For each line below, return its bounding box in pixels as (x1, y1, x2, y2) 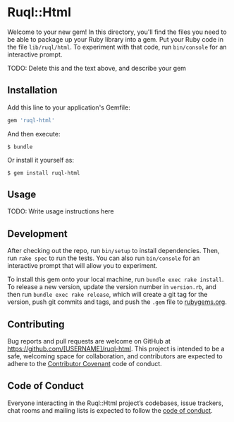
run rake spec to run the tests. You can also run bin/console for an (7, 254, 200, 262)
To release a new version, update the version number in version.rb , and (7, 283, 217, 291)
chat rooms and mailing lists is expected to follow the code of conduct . (7, 406, 213, 414)
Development (7, 228, 68, 240)
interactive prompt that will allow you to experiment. (7, 262, 158, 270)
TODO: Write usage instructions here (7, 207, 114, 216)
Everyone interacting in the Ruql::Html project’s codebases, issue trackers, (7, 399, 223, 407)
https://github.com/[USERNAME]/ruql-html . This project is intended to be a (7, 344, 225, 353)
